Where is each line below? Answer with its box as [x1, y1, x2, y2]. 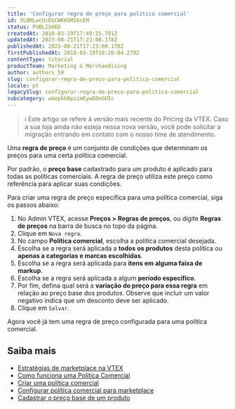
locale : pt [7, 82, 39, 89]
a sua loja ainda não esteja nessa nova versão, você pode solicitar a [24, 123, 221, 130]
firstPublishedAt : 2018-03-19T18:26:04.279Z [7, 50, 140, 57]
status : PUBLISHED [7, 23, 61, 30]
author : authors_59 [7, 69, 65, 76]
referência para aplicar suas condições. [7, 180, 122, 188]
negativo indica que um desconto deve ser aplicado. [17, 296, 170, 304]
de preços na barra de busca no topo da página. [17, 222, 158, 230]
